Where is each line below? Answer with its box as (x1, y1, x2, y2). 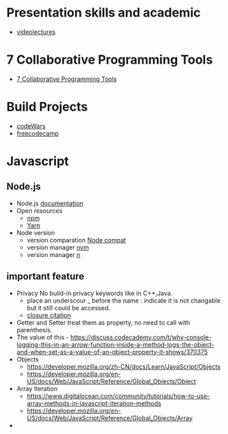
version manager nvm (26, 243, 89, 252)
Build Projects (6, 99, 88, 115)
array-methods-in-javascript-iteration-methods (26, 399, 162, 407)
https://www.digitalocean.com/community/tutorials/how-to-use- (26, 392, 210, 400)
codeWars (16, 122, 46, 130)
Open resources (16, 206, 63, 215)
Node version (16, 228, 55, 236)
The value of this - (16, 333, 70, 341)
